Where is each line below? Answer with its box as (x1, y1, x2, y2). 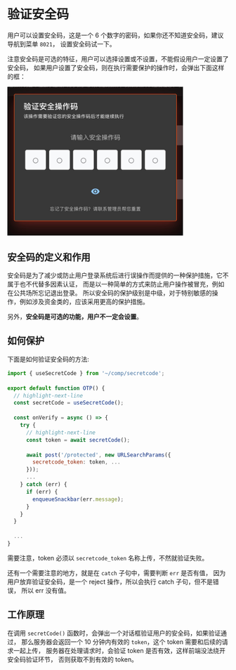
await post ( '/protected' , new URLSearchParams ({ (25, 451, 171, 459)
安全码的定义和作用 (7, 251, 91, 263)
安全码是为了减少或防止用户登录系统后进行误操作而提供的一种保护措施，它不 (7, 271, 229, 280)
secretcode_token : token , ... (32, 459, 121, 466)
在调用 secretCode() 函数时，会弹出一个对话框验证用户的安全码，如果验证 (7, 629, 221, 637)
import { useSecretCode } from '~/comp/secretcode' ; (7, 369, 165, 376)
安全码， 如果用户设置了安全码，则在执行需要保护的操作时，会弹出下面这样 (7, 63, 225, 72)
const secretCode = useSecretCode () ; (13, 400, 124, 407)
